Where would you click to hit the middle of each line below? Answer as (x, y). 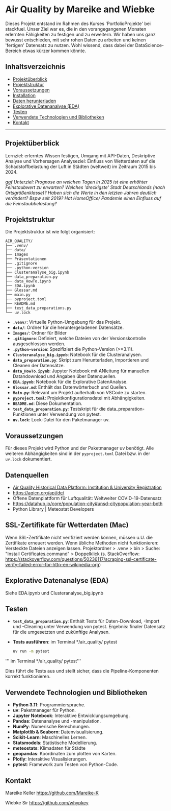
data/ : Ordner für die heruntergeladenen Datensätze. (68, 327)
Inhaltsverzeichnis (35, 67)
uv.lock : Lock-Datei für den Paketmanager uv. (61, 420)
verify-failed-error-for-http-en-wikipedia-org (52, 564)
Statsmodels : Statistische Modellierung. (55, 743)
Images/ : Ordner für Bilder (40, 333)
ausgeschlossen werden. (39, 344)
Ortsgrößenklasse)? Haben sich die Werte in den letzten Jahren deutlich (81, 193)
